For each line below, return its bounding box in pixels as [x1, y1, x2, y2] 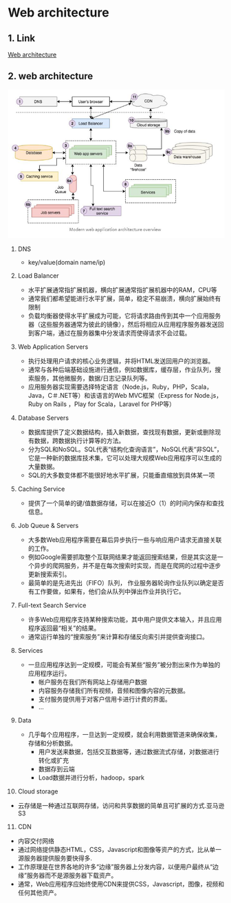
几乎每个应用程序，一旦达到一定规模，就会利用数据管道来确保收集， [27, 731, 221, 739]
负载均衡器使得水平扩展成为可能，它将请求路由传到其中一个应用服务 [27, 312, 221, 320]
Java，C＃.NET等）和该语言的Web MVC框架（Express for [27, 392, 193, 400]
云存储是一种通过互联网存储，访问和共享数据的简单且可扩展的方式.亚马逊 [17, 802, 225, 810]
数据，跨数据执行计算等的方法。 [34, 436, 125, 445]
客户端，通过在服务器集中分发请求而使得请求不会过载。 [34, 329, 191, 337]
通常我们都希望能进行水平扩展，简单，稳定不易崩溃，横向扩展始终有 [27, 294, 221, 303]
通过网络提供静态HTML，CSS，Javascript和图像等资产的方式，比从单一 [17, 846, 222, 854]
